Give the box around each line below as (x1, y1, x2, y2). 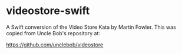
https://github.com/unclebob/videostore (6, 41, 104, 48)
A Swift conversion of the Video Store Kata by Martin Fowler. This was (6, 23, 177, 31)
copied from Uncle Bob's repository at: (6, 29, 101, 36)
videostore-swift (6, 4, 90, 18)
